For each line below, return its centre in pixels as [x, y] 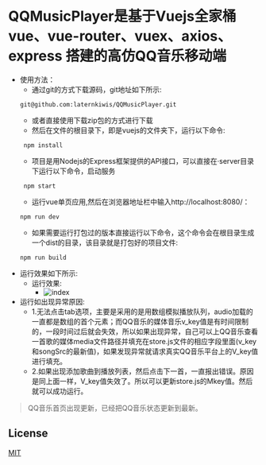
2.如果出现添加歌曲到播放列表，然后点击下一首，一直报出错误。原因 [143, 371]
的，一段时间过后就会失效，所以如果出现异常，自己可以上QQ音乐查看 [145, 331]
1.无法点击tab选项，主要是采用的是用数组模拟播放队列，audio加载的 [142, 312]
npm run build [43, 258]
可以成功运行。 [63, 391]
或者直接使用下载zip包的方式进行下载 [92, 120]
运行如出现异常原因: [52, 301]
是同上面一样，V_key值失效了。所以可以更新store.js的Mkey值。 [135, 381]
